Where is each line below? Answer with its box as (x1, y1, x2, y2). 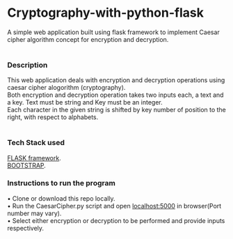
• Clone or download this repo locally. (7, 194, 116, 203)
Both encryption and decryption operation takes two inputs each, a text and (7, 91, 224, 99)
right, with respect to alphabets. (7, 113, 99, 121)
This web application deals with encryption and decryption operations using (7, 76, 225, 84)
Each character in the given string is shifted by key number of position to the (7, 106, 226, 114)
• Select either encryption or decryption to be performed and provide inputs (7, 216, 225, 224)
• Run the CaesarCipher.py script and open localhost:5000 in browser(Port (7, 201, 222, 210)
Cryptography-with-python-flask (7, 5, 204, 21)
